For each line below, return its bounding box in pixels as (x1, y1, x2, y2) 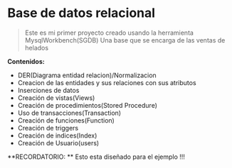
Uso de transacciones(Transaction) (17, 108, 122, 117)
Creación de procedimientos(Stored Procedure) (17, 101, 158, 109)
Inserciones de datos (17, 86, 80, 94)
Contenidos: (7, 57, 45, 65)
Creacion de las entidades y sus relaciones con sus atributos (17, 78, 197, 86)
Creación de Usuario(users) (17, 138, 100, 147)
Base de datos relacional (7, 5, 155, 21)
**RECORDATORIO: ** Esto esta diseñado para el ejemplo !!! (7, 152, 185, 161)
